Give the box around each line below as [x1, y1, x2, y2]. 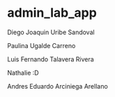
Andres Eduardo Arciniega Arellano [7, 82, 108, 90]
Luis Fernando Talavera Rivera [7, 54, 94, 64]
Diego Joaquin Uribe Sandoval [7, 28, 95, 36]
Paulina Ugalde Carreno [7, 41, 76, 50]
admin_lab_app [7, 5, 98, 21]
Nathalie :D [7, 68, 40, 77]
